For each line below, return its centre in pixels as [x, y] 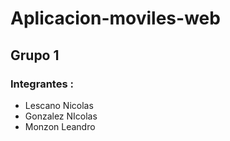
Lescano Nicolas [59, 105]
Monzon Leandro [60, 126]
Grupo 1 [35, 55]
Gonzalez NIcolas [61, 116]
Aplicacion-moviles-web [115, 18]
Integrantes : [42, 84]
